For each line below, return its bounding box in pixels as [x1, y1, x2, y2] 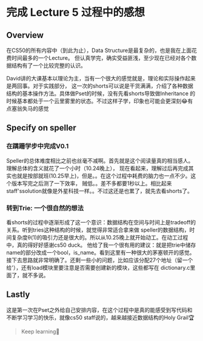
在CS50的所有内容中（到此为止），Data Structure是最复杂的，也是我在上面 [6, 47, 192, 54]
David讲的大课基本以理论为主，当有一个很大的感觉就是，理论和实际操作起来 [6, 75, 196, 82]
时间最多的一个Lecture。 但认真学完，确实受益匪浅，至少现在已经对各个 [11, 54, 192, 61]
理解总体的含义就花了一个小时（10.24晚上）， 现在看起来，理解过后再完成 [6, 164, 189, 172]
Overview [6, 30, 44, 40]
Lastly [6, 290, 30, 300]
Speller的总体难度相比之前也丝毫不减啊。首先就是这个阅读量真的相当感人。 [6, 157, 194, 164]
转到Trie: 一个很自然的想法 [6, 204, 84, 212]
